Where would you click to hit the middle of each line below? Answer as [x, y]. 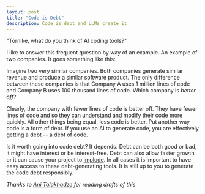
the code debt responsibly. [40, 173]
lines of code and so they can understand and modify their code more [95, 115]
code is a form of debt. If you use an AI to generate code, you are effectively [102, 129]
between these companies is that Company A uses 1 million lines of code [98, 84]
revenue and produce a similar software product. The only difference [93, 78]
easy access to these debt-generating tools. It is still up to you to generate [100, 166]
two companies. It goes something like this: [61, 59]
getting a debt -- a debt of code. [47, 135]
